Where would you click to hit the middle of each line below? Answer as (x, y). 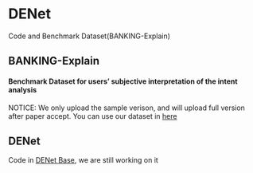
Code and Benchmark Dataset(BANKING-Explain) (90, 36)
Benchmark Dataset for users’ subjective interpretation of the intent (123, 81)
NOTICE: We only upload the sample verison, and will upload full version (127, 108)
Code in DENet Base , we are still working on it (84, 160)
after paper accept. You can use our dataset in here (93, 116)
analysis (23, 89)
